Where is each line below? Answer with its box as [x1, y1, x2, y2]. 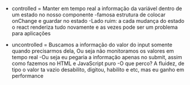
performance [11, 73, 44, 79]
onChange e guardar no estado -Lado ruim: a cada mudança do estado [11, 18, 185, 24]
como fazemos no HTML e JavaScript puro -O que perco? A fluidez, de [11, 60, 185, 67]
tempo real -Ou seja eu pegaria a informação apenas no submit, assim [11, 54, 182, 60]
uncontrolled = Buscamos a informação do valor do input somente [11, 41, 172, 48]
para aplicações [11, 30, 51, 37]
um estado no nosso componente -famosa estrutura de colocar [11, 11, 166, 18]
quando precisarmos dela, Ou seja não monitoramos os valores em [11, 47, 175, 55]
